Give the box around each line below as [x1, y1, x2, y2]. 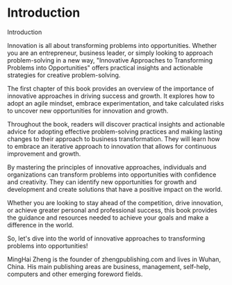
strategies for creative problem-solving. [7, 71, 121, 79]
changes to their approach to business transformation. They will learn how [7, 134, 220, 143]
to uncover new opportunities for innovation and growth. [7, 106, 169, 115]
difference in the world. [7, 220, 74, 229]
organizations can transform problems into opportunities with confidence [7, 170, 217, 179]
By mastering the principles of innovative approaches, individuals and [7, 163, 207, 171]
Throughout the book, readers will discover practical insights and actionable [7, 120, 225, 128]
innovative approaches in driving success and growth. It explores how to [7, 92, 215, 100]
